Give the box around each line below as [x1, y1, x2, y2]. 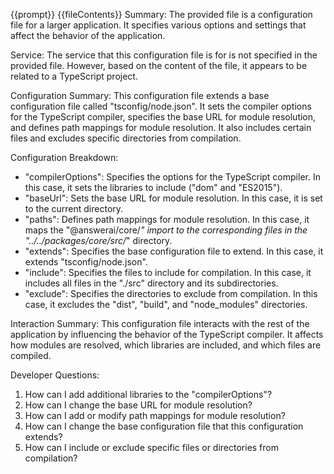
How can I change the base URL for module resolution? [24, 399, 253, 411]
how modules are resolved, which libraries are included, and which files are [10, 339, 322, 351]
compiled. [10, 350, 52, 361]
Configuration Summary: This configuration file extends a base [10, 90, 270, 101]
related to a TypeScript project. [10, 70, 138, 82]
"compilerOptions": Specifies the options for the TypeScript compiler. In [24, 171, 321, 183]
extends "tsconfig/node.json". [24, 256, 148, 268]
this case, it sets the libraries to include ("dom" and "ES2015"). [24, 182, 283, 193]
